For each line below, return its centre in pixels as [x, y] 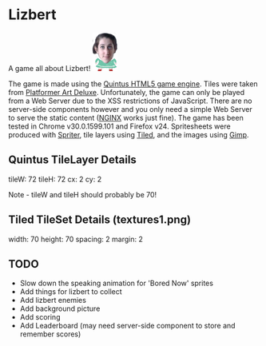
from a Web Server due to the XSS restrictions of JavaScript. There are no [130, 101]
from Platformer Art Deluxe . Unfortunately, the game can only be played [127, 92]
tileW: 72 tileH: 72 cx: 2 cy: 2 [55, 179]
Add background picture [60, 308]
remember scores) [50, 334]
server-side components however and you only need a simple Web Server [131, 109]
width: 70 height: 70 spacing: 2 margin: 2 [76, 239]
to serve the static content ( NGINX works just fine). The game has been [126, 117]
